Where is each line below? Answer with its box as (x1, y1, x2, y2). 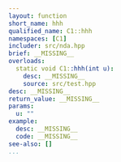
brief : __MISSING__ (8, 49, 75, 58)
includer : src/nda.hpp (8, 42, 85, 50)
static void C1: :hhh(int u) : (15, 65, 115, 73)
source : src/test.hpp (23, 79, 96, 87)
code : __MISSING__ (15, 132, 79, 140)
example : (8, 117, 38, 126)
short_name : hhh (8, 19, 63, 28)
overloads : (8, 58, 45, 66)
